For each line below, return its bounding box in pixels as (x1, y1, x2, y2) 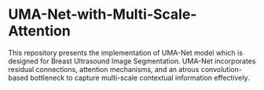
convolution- (200, 64, 242, 74)
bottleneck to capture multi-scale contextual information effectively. (30, 73, 250, 82)
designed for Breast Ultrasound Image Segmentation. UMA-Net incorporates (8, 56, 256, 66)
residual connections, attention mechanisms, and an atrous (8, 64, 200, 74)
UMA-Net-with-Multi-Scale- (8, 5, 197, 23)
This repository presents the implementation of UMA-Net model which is (8, 48, 244, 57)
